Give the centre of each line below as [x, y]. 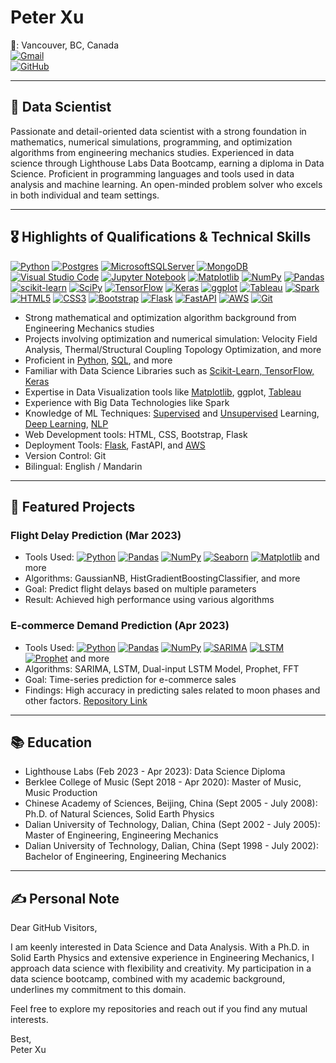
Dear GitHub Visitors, [54, 928]
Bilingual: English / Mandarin [83, 466]
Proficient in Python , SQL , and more [98, 360]
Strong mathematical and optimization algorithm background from [160, 317]
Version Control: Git [65, 455]
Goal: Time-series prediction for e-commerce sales [130, 679]
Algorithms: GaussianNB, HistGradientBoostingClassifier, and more [162, 578]
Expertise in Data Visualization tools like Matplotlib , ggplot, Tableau [163, 392]
